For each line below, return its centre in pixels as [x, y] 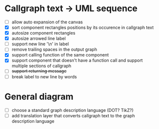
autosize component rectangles [43, 33]
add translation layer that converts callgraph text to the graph [73, 115]
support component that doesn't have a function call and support [77, 60]
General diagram [39, 97]
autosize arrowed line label [39, 38]
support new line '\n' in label [40, 44]
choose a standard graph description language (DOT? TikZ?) [72, 110]
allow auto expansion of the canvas [47, 22]
